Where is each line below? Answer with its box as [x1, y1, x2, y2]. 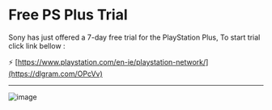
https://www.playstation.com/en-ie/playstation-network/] [17, 57, 209, 66]
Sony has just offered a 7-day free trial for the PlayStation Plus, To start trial [8, 32, 261, 42]
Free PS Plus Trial [8, 6, 128, 24]
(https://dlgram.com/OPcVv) [8, 69, 103, 78]
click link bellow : [8, 40, 66, 50]
